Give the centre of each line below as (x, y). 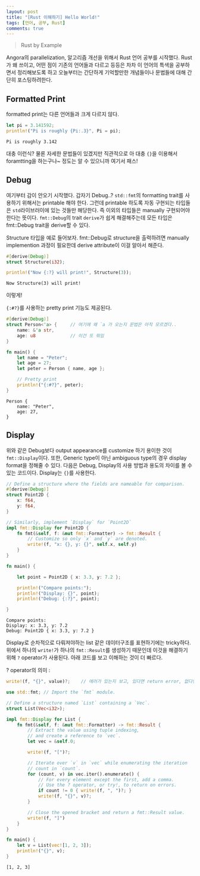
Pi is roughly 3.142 (32, 142)
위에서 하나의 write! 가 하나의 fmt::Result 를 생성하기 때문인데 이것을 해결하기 (97, 650)
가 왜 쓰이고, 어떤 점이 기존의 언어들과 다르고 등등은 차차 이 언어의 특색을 (90, 65)
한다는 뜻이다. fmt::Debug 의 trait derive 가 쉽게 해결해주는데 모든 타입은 (89, 218)
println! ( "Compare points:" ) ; (54, 588)
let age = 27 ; (34, 363)
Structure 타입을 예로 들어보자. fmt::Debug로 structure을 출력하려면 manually (98, 237)
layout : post (22, 12)
